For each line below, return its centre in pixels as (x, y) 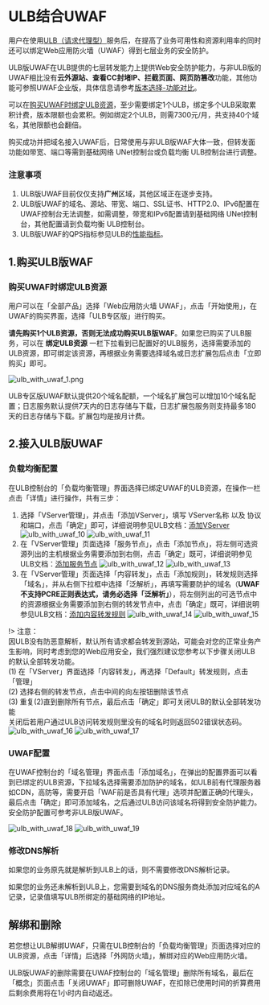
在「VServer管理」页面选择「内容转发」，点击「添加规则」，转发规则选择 (139, 574)
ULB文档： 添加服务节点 (59, 563)
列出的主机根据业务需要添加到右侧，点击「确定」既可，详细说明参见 (140, 554)
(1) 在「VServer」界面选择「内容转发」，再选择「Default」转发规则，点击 (128, 671)
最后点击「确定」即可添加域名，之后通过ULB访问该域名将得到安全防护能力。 (135, 802)
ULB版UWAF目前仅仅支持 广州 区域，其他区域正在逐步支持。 (118, 194)
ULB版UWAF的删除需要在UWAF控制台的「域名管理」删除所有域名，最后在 (131, 973)
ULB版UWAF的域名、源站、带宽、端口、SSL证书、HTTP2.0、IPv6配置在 (140, 204)
